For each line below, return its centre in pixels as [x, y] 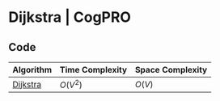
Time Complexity [93, 70]
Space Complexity [171, 70]
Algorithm [32, 70]
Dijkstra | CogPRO [70, 17]
